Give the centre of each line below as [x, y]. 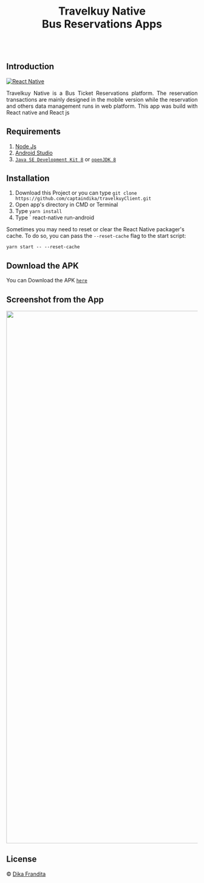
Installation [28, 178]
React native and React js [38, 112]
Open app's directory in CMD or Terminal [66, 204]
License [22, 859]
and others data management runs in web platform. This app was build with [102, 106]
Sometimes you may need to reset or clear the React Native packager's [96, 229]
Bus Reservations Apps [102, 24]
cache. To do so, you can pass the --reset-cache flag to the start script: [96, 236]
